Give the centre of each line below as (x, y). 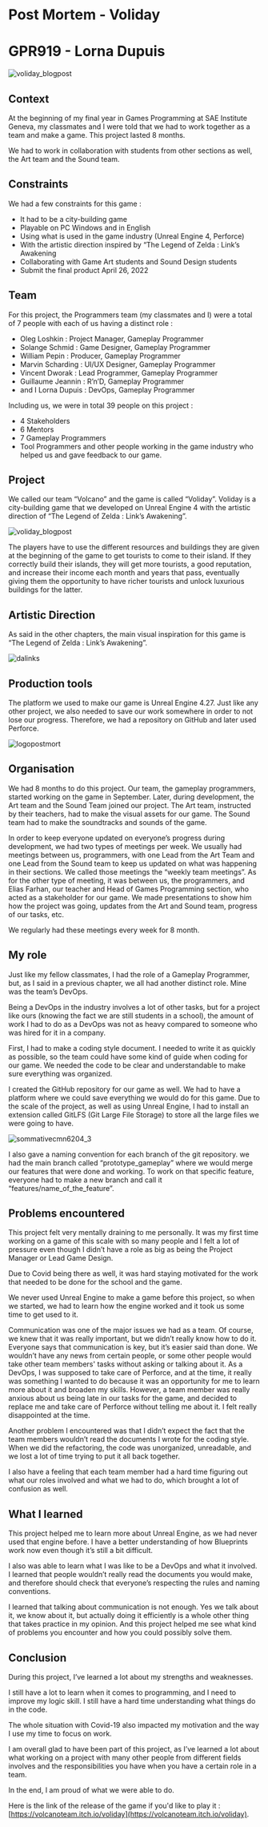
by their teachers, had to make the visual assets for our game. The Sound (129, 814)
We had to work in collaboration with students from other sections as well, (130, 151)
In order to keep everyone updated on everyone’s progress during (117, 838)
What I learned (46, 1514)
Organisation (41, 769)
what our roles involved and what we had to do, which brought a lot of (124, 1480)
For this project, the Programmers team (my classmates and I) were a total (130, 315)
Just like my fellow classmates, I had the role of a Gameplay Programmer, (129, 974)
